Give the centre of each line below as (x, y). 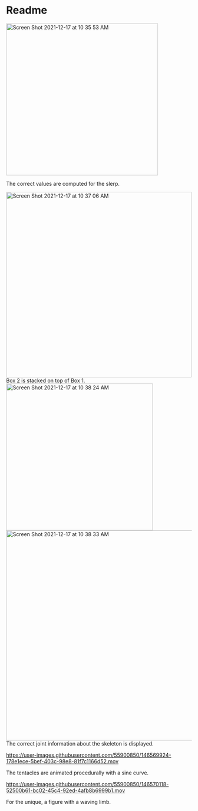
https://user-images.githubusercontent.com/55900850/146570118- (88, 784)
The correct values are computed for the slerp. (63, 183)
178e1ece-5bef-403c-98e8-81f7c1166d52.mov (62, 761)
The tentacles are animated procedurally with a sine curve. (77, 773)
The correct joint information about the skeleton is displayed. (80, 743)
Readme (27, 10)
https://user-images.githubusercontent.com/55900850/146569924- (89, 755)
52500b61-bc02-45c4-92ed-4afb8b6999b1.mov (66, 790)
